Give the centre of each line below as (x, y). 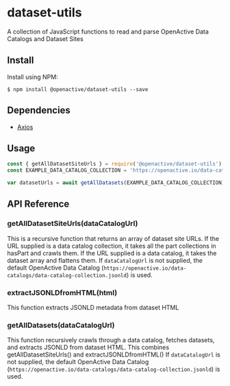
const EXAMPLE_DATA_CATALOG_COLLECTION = (67, 170)
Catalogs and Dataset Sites (45, 38)
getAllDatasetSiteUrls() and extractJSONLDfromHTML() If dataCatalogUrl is (114, 355)
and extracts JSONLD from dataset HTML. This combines (88, 348)
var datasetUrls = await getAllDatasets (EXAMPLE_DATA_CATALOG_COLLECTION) (116, 183)
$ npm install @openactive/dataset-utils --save (78, 89)
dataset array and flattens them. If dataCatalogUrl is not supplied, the (105, 260)
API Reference (38, 204)
